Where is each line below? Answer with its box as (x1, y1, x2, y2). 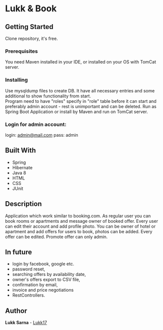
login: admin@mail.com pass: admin (5, 132, 79, 138)
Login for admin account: (5, 121, 66, 128)
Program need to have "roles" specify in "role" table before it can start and (5, 98, 157, 104)
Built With (5, 146, 36, 155)
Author (5, 306, 27, 315)
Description (5, 200, 42, 208)
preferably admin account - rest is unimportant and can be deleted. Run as (5, 103, 157, 109)
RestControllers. (12, 292, 45, 298)
